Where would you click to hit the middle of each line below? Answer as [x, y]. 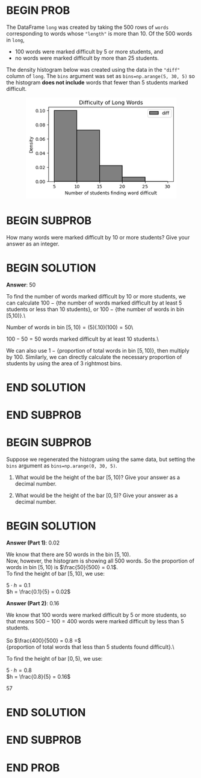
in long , [16, 40]
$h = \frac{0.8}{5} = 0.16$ [39, 677]
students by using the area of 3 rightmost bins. [64, 363]
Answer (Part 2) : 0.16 [33, 603]
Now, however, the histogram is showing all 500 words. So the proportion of [100, 561]
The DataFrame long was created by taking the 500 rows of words [88, 27]
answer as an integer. [33, 244]
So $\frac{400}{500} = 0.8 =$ [44, 641]
